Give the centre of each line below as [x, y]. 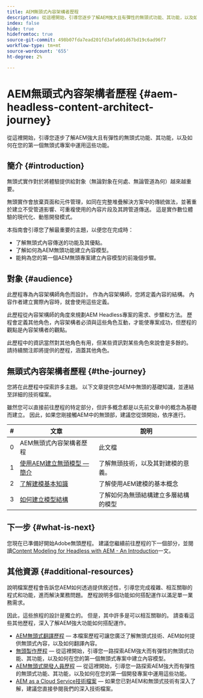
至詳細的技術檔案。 [31, 394]
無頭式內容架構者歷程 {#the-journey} [77, 371]
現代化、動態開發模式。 [46, 217]
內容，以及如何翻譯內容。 [68, 643]
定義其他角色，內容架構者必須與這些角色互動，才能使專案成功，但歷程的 [107, 322]
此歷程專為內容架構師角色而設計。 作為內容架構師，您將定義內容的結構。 [97, 294]
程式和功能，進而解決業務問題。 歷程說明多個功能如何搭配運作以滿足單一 [97, 595]
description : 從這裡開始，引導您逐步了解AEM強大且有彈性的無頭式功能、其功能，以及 [100, 18]
